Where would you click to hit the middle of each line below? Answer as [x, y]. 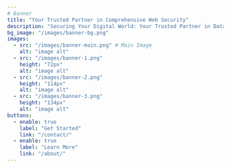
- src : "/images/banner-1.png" [58, 58]
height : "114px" [43, 84]
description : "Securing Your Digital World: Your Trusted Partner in [109, 26]
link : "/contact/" [46, 134]
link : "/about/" [43, 154]
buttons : [20, 115]
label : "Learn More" [49, 147]
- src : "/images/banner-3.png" [58, 97]
